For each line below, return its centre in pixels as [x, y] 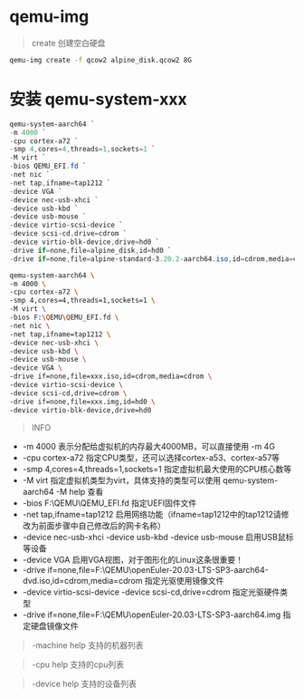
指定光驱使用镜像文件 [184, 580]
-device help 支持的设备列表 [84, 683]
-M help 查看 [80, 491]
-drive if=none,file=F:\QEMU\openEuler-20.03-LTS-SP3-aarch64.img [152, 615]
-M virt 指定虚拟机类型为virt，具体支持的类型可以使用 [122, 480]
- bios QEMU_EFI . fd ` [48, 166]
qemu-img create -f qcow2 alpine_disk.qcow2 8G [101, 60]
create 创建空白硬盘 [68, 43]
